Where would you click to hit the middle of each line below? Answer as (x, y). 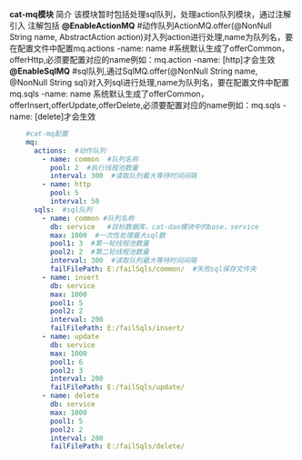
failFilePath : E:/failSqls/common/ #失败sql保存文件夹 (153, 269)
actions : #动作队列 (70, 150)
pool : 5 (64, 193)
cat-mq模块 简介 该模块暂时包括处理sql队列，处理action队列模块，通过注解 (151, 14)
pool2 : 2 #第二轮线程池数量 (100, 252)
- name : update (71, 336)
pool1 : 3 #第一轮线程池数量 (100, 244)
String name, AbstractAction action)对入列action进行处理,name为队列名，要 (151, 37)
